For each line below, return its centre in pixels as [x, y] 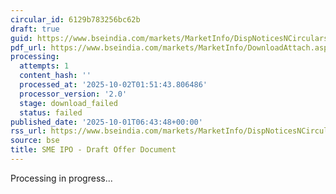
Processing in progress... [61, 178]
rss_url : [28, 131]
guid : [21, 38]
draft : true [35, 29]
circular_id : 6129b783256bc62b [75, 19]
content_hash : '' [55, 76]
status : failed [51, 112]
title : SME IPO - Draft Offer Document [93, 150]
